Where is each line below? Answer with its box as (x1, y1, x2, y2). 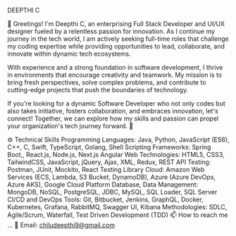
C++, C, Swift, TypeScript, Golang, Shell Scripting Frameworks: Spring (7, 143, 211, 151)
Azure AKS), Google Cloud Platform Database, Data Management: (7, 180, 199, 189)
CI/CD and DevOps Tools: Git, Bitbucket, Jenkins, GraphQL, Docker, (7, 195, 204, 204)
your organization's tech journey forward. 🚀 (7, 122, 134, 130)
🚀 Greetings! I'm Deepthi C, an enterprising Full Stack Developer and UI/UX (7, 20, 225, 27)
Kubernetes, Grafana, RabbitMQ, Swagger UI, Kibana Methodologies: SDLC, (7, 203, 228, 211)
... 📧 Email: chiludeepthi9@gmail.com (7, 221, 115, 229)
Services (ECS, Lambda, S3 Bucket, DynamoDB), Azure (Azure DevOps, (7, 173, 216, 181)
